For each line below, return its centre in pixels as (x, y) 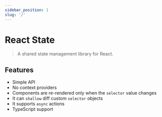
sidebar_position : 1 (27, 10)
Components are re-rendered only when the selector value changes (84, 93)
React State (30, 40)
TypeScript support (32, 109)
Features (19, 70)
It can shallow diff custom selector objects (57, 98)
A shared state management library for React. (65, 54)
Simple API (24, 82)
